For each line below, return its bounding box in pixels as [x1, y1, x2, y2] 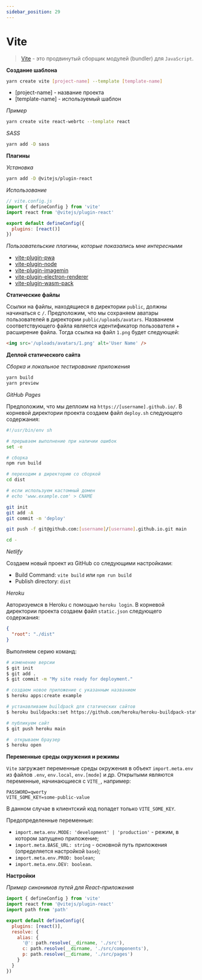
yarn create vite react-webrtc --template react [6, 119, 130, 125]
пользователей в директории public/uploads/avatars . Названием [6, 316, 174, 323]
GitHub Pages [6, 391, 41, 398]
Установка [6, 164, 34, 171]
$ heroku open [6, 742, 42, 748]
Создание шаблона [6, 66, 58, 74]
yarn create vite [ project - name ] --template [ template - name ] [6, 78, 163, 84]
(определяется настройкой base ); [14, 848, 101, 855]
